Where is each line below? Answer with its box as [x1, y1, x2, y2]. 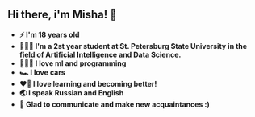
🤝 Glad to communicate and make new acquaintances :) [19, 99, 211, 109]
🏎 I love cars [19, 67, 65, 77]
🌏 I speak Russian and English [19, 87, 124, 97]
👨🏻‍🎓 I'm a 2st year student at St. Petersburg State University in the [19, 41, 248, 50]
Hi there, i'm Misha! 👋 [7, 8, 118, 22]
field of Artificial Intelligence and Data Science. [19, 50, 182, 59]
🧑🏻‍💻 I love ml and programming [19, 58, 127, 68]
